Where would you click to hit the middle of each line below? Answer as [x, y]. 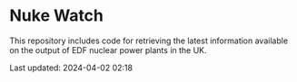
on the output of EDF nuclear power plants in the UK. [108, 50]
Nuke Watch [57, 16]
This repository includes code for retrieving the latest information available [149, 41]
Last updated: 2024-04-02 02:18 [71, 68]
